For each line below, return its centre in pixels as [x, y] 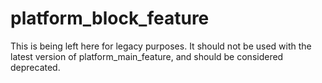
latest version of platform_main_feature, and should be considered [147, 56]
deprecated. [35, 67]
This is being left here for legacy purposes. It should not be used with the [161, 46]
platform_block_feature [110, 18]
